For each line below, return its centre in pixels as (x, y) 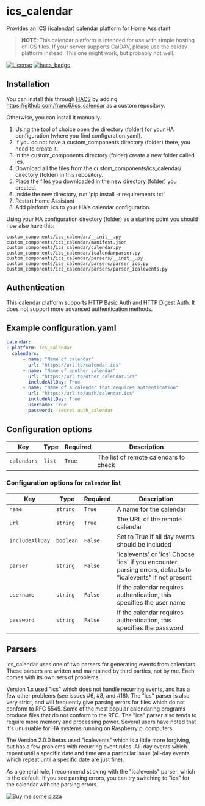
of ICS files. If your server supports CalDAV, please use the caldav (104, 47)
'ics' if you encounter (147, 562)
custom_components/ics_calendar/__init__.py (64, 237)
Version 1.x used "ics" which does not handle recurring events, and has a (98, 689)
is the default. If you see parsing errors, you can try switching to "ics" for (98, 778)
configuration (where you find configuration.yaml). (78, 135)
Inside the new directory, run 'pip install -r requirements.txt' (90, 194)
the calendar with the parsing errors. (52, 784)
